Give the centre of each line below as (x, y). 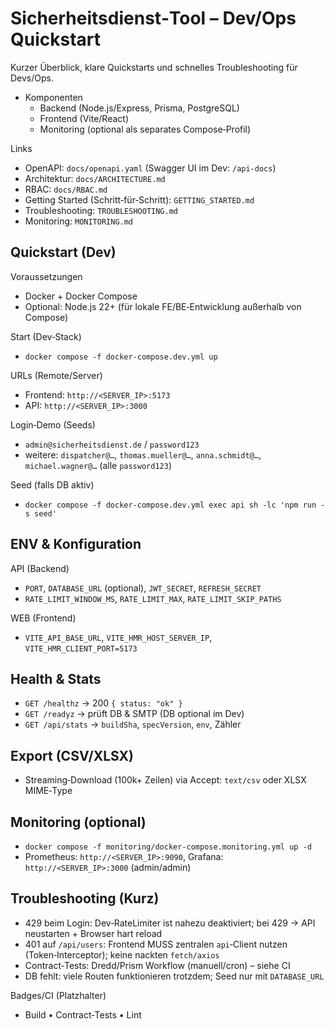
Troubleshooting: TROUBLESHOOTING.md (101, 210)
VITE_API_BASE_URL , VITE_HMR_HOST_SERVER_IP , (118, 637)
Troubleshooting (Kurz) (85, 898)
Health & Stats (56, 678)
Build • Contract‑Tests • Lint (83, 1014)
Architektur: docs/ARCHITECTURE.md (95, 178)
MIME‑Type (48, 791)
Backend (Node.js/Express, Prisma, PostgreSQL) (139, 108)
